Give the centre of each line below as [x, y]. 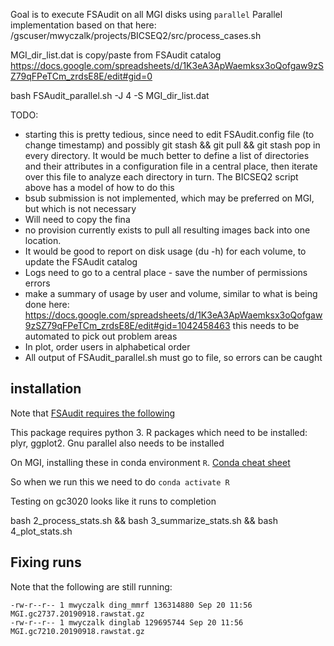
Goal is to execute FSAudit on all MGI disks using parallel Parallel [146, 14]
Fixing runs [46, 562]
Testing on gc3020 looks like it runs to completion [113, 501]
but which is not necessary [80, 208]
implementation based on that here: [83, 25]
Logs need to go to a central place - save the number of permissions [166, 272]
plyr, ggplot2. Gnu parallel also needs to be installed [117, 443]
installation [46, 389]
